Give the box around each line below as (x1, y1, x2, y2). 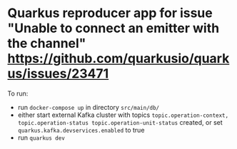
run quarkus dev (17, 133, 66, 142)
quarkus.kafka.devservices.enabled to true (17, 125, 145, 134)
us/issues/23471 (7, 66, 109, 82)
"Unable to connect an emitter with (7, 20, 220, 36)
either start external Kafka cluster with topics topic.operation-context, (17, 111, 229, 119)
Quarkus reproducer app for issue (7, 5, 213, 21)
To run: (7, 89, 29, 98)
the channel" (7, 36, 86, 51)
